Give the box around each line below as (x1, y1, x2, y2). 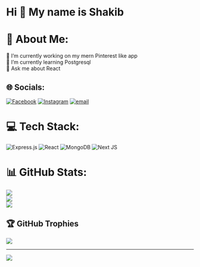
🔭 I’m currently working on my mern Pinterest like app (6, 52, 138, 59)
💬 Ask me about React (6, 65, 61, 72)
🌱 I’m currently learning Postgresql (6, 59, 91, 66)
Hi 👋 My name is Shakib (6, 5, 124, 19)
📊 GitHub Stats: (6, 166, 87, 179)
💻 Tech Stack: (6, 120, 80, 133)
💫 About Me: (6, 33, 69, 46)
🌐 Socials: (6, 82, 45, 92)
